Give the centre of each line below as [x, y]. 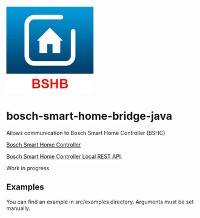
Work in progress [28, 168]
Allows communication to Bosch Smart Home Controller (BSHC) [86, 133]
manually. [18, 208]
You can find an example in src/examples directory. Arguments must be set [100, 202]
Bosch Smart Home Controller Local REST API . [64, 156]
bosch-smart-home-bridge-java [89, 116]
